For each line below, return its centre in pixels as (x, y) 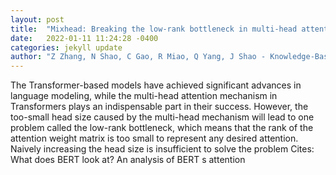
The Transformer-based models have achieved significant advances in (156, 85)
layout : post (37, 19)
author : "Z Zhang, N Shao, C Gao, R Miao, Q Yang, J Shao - (138, 57)
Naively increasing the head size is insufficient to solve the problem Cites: (162, 149)
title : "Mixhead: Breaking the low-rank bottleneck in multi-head (154, 29)
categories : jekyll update (66, 47)
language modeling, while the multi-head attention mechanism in (144, 96)
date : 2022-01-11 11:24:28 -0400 (84, 38)
